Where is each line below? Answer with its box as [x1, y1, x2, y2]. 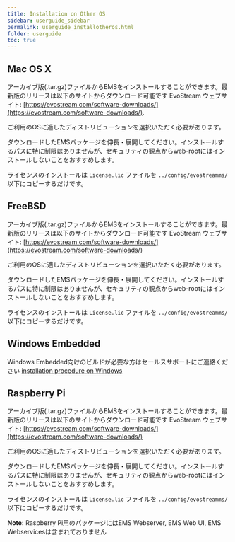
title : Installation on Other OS [7, 10, 106, 18]
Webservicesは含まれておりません [7, 528, 107, 536]
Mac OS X [7, 63, 52, 75]
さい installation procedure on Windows [7, 366, 123, 375]
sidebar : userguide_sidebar [7, 17, 90, 24]
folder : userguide [7, 30, 61, 38]
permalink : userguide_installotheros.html [7, 23, 134, 30]
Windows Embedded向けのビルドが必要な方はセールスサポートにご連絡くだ [7, 357, 228, 366]
